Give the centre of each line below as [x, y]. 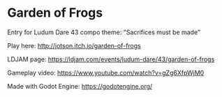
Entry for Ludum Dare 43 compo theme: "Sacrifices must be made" [104, 32]
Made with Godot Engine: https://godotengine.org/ [80, 86]
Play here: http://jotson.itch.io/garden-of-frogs [74, 45]
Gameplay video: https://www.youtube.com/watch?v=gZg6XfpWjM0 [106, 73]
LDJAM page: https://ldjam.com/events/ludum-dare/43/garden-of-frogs [111, 59]
